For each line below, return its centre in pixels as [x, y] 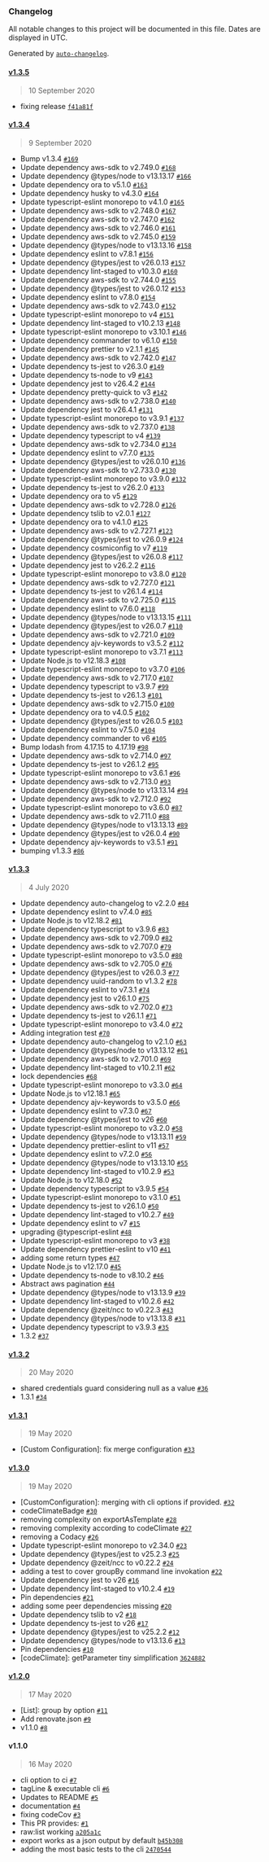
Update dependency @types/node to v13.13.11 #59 [103, 1137]
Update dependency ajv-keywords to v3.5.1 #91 [99, 842]
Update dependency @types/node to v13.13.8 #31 [103, 1318]
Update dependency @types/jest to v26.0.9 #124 [102, 539]
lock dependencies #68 [59, 1076]
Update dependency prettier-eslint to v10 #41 [95, 1249]
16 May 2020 [50, 1763]
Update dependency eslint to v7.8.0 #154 [88, 297]
